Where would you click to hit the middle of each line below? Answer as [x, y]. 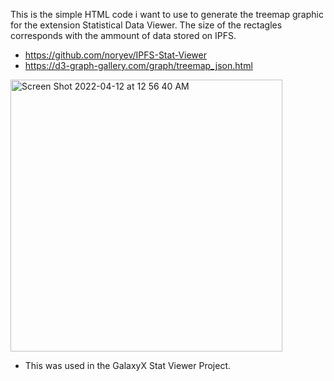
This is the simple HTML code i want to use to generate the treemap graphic [167, 14]
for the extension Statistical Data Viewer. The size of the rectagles [146, 25]
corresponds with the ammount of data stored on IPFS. [123, 35]
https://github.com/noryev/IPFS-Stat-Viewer [116, 55]
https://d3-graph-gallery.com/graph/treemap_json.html [138, 65]
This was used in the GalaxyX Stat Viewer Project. [128, 365]
